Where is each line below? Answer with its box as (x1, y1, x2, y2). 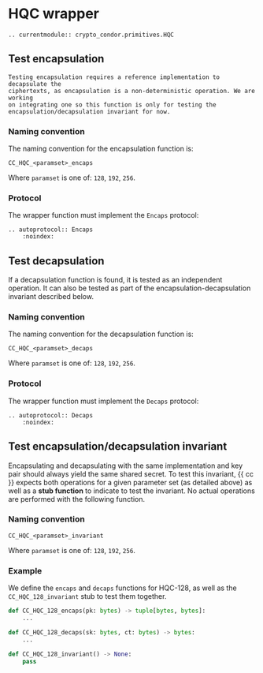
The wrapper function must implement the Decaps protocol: (8, 396, 199, 406)
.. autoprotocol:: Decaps (8, 411, 93, 419)
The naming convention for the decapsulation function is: (8, 329, 194, 339)
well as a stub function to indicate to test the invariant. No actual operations (8, 486, 256, 495)
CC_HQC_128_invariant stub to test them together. (8, 592, 167, 601)
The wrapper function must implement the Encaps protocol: (8, 211, 199, 220)
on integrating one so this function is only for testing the (8, 100, 217, 109)
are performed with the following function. (8, 494, 146, 503)
